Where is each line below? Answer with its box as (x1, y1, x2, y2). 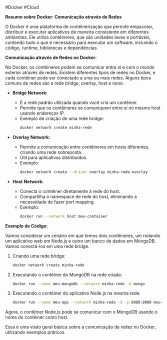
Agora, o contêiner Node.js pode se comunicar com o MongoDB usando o (5, 309, 158, 315)
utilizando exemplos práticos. (5, 329, 66, 335)
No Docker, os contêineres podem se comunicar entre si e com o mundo (5, 64, 155, 70)
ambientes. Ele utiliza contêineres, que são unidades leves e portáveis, (5, 34, 151, 40)
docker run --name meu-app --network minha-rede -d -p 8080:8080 (12, 300, 151, 305)
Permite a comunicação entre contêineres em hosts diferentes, (19, 143, 150, 149)
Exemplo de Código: (5, 222, 48, 229)
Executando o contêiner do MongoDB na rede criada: (12, 271, 122, 277)
